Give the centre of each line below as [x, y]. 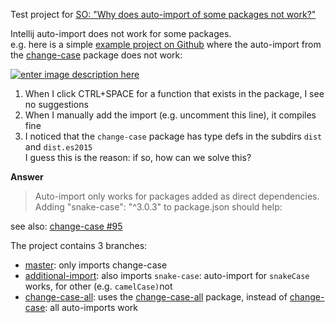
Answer [27, 177]
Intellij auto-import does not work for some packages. [121, 33]
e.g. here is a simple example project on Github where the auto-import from [166, 44]
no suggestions [56, 104]
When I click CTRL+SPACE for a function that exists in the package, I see [174, 93]
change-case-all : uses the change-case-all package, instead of [156, 297]
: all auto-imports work [91, 307]
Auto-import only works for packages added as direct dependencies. [177, 196]
